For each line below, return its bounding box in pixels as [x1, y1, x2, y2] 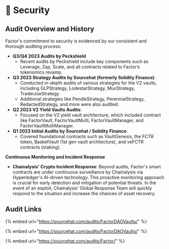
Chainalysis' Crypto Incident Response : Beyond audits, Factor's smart [12, 164, 161, 169]
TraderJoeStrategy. [20, 91, 61, 96]
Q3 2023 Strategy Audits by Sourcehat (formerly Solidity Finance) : [12, 75, 156, 80]
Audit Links [5, 205, 42, 214]
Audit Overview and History [5, 25, 94, 33]
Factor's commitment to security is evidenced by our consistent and [5, 38, 147, 44]
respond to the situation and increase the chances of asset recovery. [12, 191, 156, 196]
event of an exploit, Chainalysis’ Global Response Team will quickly [12, 185, 152, 191]
